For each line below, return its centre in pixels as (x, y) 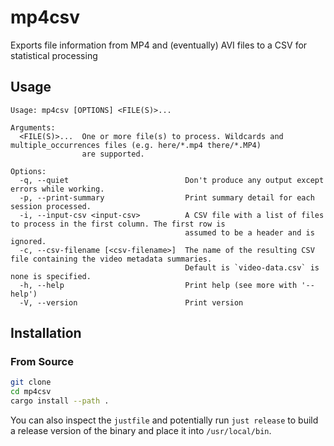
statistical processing (54, 55)
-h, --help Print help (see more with (158, 285)
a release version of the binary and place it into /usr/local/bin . (141, 431)
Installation (46, 333)
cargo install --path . (60, 401)
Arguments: (33, 127)
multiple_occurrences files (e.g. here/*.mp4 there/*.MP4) (136, 145)
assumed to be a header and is (249, 232)
